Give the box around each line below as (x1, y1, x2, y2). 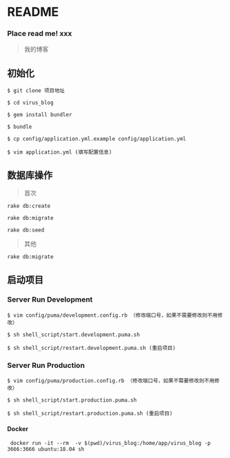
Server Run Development (7, 295, 93, 304)
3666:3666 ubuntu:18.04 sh (7, 446, 85, 453)
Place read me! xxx (7, 29, 72, 39)
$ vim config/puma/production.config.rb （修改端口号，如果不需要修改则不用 (7, 377, 215, 384)
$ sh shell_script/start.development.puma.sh (7, 331, 140, 338)
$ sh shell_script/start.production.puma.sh (7, 397, 137, 404)
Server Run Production (7, 360, 85, 370)
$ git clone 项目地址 (7, 87, 65, 94)
